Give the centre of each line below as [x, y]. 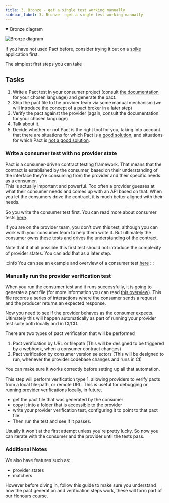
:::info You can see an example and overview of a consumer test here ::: [80, 263]
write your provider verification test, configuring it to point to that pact [85, 410]
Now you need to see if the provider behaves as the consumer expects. [79, 313]
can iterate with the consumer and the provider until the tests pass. [75, 436]
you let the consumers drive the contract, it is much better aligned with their [84, 197]
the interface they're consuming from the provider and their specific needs [83, 175]
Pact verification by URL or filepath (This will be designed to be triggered [88, 343]
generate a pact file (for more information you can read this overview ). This [83, 292]
